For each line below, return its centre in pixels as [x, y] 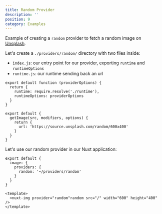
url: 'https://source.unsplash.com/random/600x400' [73, 127]
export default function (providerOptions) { [53, 83]
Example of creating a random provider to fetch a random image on [73, 38]
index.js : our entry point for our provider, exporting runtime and [78, 63]
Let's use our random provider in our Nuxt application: [61, 149]
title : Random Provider [30, 10]
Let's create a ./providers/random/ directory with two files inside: [73, 53]
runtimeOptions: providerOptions [49, 96]
